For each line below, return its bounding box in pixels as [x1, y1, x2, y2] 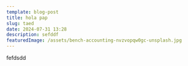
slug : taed [6, 20, 34, 26]
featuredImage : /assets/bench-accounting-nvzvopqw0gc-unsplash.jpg [6, 37, 182, 43]
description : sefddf [6, 32, 59, 38]
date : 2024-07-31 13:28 [6, 26, 67, 32]
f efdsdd [6, 54, 26, 61]
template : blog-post [6, 9, 59, 15]
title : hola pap [6, 15, 48, 21]
